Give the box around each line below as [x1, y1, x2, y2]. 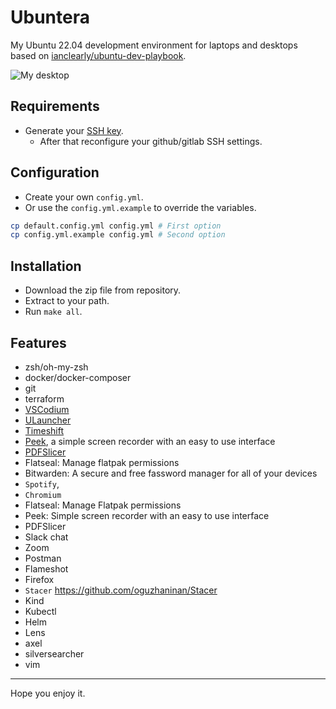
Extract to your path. [24, 295, 110, 307]
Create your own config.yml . [24, 191, 144, 203]
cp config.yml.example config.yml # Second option [10, 230, 226, 240]
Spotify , [24, 477, 60, 490]
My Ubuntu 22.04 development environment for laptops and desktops [10, 39, 298, 51]
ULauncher [24, 414, 72, 426]
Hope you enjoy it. [10, 687, 86, 699]
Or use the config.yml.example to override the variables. [24, 201, 257, 213]
